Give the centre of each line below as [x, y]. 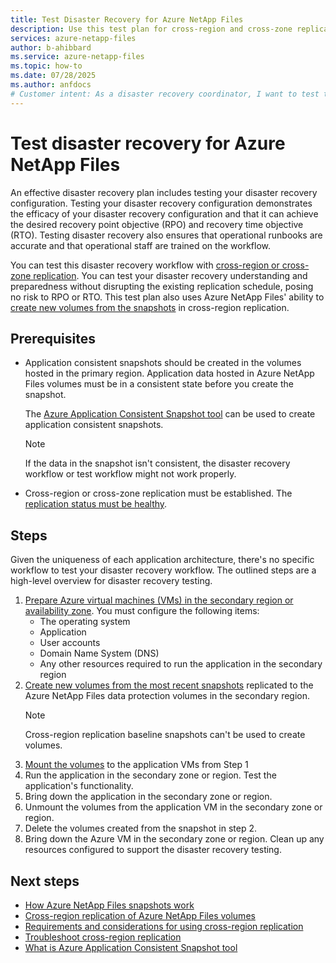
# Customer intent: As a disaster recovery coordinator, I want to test [165, 94]
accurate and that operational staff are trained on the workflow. [140, 245]
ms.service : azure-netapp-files [77, 57]
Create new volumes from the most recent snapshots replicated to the [169, 685]
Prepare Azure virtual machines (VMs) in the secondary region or [159, 600]
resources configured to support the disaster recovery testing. [153, 850]
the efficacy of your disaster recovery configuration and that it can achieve [164, 213]
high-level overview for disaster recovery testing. [111, 581]
